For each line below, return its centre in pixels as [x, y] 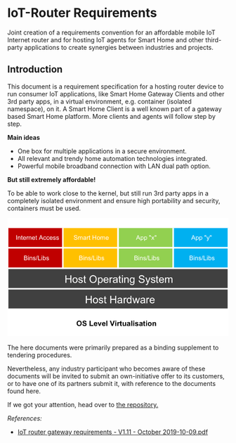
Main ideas [24, 137]
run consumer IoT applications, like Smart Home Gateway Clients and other [116, 94]
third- [214, 39]
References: [25, 418]
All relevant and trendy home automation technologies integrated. [112, 158]
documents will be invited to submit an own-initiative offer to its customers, [116, 376]
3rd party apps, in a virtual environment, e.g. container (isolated [99, 101]
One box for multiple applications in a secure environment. [102, 151]
